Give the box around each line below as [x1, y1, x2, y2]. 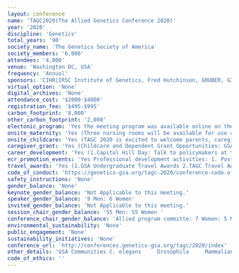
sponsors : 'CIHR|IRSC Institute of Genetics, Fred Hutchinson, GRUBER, [7, 76, 224, 84]
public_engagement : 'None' [7, 228, 87, 235]
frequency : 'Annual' [7, 70, 69, 77]
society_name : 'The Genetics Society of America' [7, 43, 158, 50]
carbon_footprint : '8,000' [7, 109, 87, 117]
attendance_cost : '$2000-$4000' [7, 97, 103, 104]
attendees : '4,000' [7, 57, 65, 64]
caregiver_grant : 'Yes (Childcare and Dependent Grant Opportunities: [7, 143, 221, 150]
